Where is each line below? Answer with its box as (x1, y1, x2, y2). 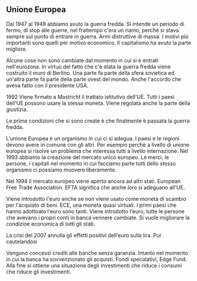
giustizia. (6, 105, 28, 113)
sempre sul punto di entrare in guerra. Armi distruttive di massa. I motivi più (6, 32, 189, 40)
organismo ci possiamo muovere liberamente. (6, 166, 116, 173)
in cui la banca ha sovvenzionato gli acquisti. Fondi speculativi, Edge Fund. (6, 256, 187, 263)
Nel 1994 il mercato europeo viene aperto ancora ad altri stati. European (6, 177, 181, 184)
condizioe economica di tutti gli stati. (6, 220, 95, 227)
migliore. (6, 45, 28, 52)
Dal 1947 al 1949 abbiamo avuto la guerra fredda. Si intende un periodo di (6, 20, 185, 27)
